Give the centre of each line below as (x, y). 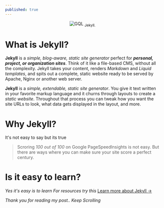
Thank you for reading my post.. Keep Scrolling (53, 200)
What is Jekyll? (37, 44)
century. (26, 157)
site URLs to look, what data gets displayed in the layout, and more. (73, 104)
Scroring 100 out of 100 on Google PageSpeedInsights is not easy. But (88, 147)
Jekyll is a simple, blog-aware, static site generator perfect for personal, (79, 58)
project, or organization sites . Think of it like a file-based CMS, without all (81, 63)
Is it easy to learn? (43, 177)
